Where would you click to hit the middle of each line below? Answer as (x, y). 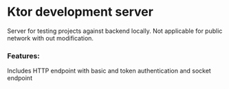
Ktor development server (80, 12)
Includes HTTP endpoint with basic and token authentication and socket (109, 71)
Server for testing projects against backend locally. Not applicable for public (115, 31)
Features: (23, 55)
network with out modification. (51, 38)
